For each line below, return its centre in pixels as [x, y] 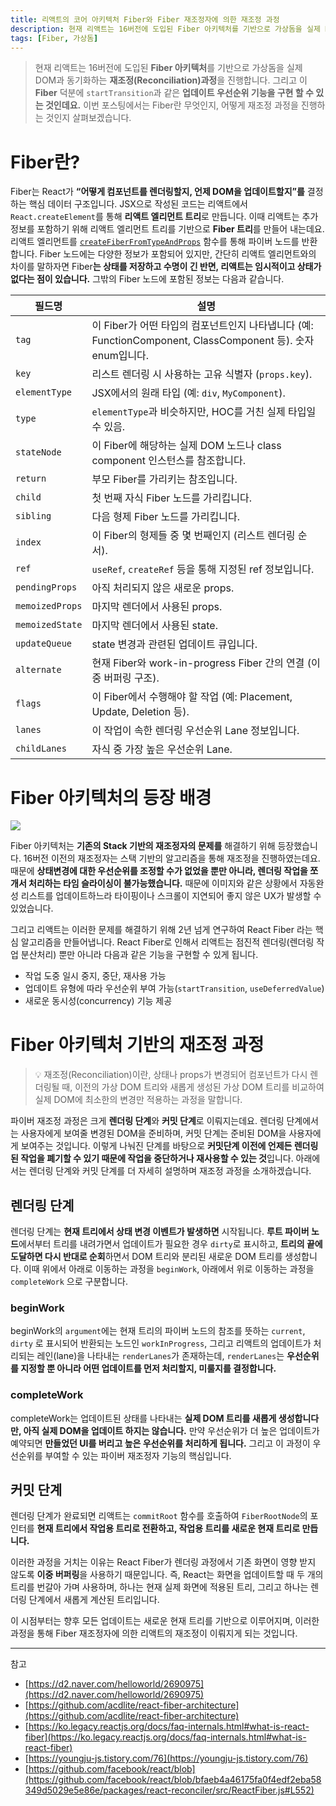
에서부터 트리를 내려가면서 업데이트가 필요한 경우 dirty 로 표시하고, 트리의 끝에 [170, 1244]
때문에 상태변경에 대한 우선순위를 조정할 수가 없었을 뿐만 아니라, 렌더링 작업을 [159, 871]
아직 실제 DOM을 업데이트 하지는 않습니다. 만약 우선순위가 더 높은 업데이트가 [171, 1430]
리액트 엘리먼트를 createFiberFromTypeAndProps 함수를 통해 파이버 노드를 [155, 242]
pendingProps [46, 587]
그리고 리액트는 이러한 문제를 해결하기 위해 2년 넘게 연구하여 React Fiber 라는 [161, 930]
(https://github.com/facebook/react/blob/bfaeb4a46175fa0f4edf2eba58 [173, 1780]
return [31, 479]
